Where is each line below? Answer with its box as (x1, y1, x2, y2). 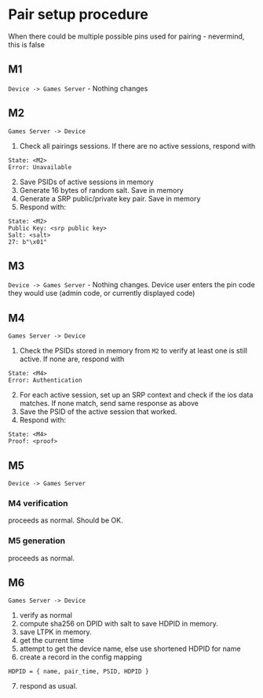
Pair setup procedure (8, 6, 149, 24)
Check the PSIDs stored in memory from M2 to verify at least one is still (19, 346, 247, 356)
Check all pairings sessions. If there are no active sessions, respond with (19, 141, 256, 150)
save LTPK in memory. (19, 627, 92, 637)
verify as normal (19, 611, 73, 620)
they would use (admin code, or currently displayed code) (8, 289, 195, 298)
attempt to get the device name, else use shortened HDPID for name (19, 644, 241, 654)
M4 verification (8, 497, 68, 508)
